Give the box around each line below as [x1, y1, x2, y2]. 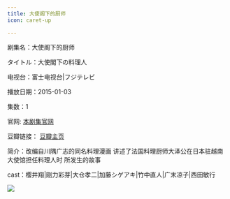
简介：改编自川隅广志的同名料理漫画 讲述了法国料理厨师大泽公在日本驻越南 [7, 147, 224, 155]
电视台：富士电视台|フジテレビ [7, 73, 96, 81]
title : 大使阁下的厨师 [7, 10, 66, 17]
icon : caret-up [7, 17, 52, 24]
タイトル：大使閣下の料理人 [7, 57, 87, 66]
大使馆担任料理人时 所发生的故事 [7, 155, 101, 164]
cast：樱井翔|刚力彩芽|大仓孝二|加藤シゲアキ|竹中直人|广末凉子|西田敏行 [7, 170, 215, 179]
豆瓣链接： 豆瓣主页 [7, 132, 64, 140]
